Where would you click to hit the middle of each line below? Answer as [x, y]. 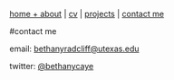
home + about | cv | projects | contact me [87, 14]
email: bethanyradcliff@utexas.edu [74, 49]
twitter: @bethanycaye [52, 66]
